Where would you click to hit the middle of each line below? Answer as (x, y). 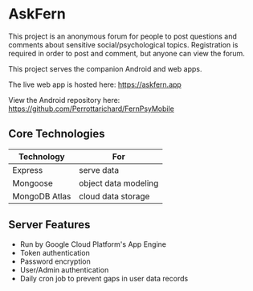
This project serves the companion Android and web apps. (105, 68)
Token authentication (55, 252)
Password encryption (55, 261)
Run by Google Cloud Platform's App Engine (93, 244)
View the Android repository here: (64, 100)
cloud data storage (114, 196)
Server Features (49, 225)
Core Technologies (57, 134)
